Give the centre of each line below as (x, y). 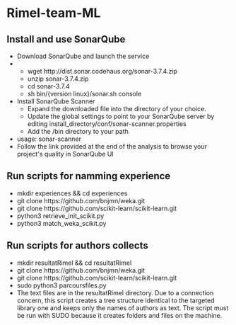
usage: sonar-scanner (49, 139)
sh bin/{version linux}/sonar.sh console (84, 94)
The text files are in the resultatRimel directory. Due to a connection (115, 292)
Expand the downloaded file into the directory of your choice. (117, 109)
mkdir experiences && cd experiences (72, 193)
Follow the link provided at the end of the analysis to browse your (112, 146)
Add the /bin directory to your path (78, 131)
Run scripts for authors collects (78, 246)
